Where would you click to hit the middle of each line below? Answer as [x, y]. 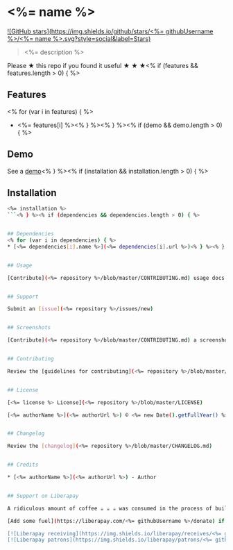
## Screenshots [29, 328]
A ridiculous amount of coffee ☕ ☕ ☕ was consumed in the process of [110, 508]
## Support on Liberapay [43, 496]
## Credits [23, 465]
